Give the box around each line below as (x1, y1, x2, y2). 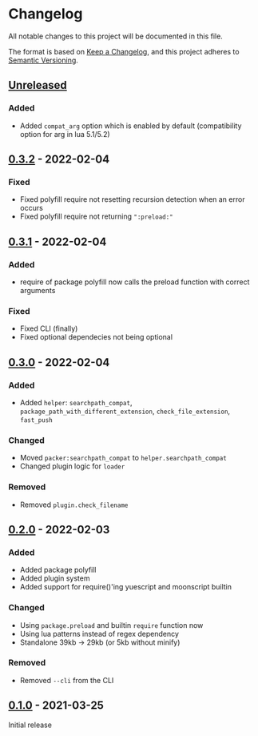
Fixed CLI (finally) (19, 324, 78, 333)
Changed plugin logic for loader (19, 461, 125, 471)
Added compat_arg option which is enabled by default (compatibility (19, 121, 242, 131)
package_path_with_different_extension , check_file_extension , (19, 406, 230, 416)
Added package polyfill (19, 565, 97, 575)
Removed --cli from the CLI (19, 675, 114, 685)
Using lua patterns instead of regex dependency (19, 629, 180, 638)
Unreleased (8, 78, 68, 92)
